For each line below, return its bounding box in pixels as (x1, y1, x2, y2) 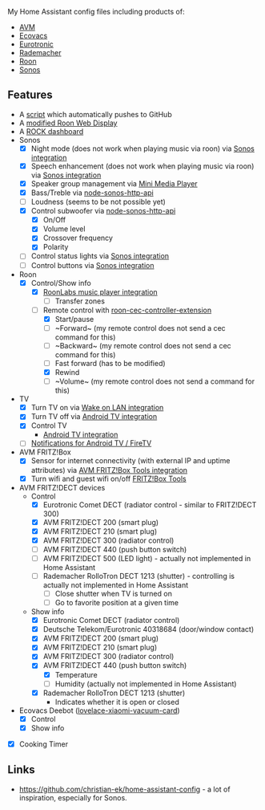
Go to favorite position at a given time (54, 598, 179, 608)
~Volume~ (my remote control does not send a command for (54, 377, 255, 386)
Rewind (54, 368, 80, 377)
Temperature (54, 670, 98, 679)
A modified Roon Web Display (18, 118, 118, 128)
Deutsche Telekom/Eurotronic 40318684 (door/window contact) (42, 625, 255, 634)
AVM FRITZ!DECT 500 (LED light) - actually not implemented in (42, 553, 251, 563)
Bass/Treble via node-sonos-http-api (30, 188, 154, 197)
